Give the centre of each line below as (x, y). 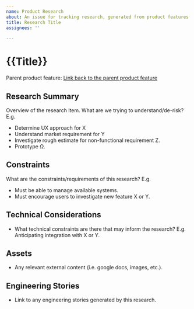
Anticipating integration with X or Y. (57, 235)
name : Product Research (35, 11)
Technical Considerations (54, 215)
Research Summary (43, 96)
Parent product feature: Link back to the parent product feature (82, 78)
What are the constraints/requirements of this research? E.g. (79, 179)
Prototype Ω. (30, 146)
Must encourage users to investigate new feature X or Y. (82, 196)
